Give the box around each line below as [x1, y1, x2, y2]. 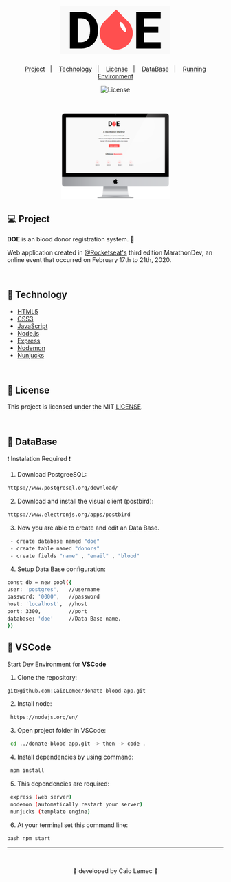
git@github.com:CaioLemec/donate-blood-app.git [7, 687, 146, 694]
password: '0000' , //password [7, 594, 100, 601]
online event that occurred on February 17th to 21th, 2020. [7, 255, 172, 263]
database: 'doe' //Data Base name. [7, 615, 122, 622]
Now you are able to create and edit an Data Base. [16, 524, 159, 532]
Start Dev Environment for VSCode [7, 660, 107, 668]
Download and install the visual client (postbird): [16, 497, 154, 506]
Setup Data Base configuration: [16, 565, 107, 573]
